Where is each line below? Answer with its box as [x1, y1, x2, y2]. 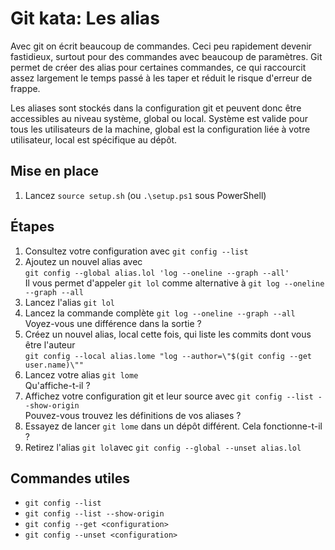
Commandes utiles [10, 470, 130, 487]
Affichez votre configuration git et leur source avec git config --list [24, 390, 314, 402]
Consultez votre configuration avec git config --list [24, 245, 249, 257]
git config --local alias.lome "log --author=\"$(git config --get [24, 351, 312, 361]
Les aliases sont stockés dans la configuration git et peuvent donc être [10, 102, 302, 114]
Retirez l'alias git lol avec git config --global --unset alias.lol [24, 441, 302, 453]
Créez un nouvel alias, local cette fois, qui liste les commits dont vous [24, 328, 312, 340]
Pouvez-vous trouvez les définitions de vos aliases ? [24, 409, 242, 421]
